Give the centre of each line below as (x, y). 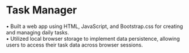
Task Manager (42, 10)
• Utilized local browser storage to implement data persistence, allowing (93, 38)
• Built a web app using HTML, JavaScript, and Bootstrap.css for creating (94, 26)
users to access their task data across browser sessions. (75, 45)
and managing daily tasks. (37, 32)
